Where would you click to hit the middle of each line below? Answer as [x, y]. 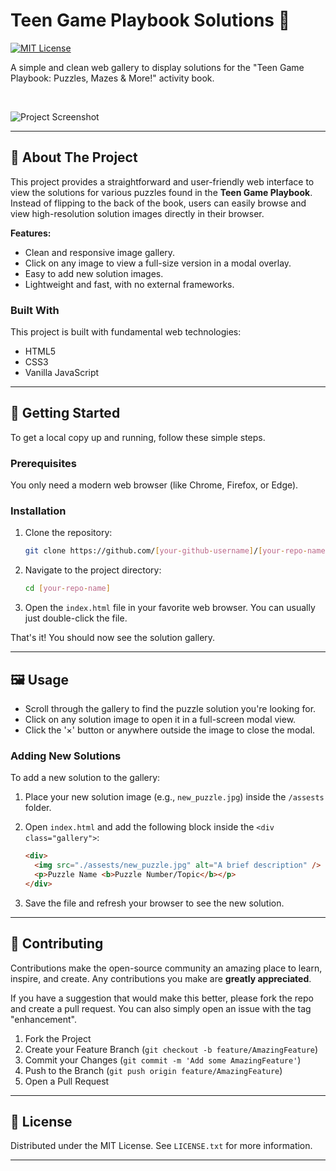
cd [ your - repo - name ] [67, 589]
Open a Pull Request [67, 1081]
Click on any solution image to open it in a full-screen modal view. [160, 720]
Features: [31, 233]
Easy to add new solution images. [94, 273]
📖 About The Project [74, 157]
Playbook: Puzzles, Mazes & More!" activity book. [112, 78]
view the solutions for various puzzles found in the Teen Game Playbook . [161, 192]
